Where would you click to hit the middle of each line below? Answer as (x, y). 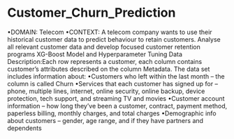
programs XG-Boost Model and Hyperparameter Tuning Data (95, 54)
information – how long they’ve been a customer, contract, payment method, (117, 106)
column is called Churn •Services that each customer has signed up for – (113, 83)
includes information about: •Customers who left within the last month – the (116, 76)
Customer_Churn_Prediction (92, 13)
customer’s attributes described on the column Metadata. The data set (109, 69)
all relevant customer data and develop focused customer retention (104, 47)
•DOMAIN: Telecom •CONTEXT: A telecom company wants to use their (110, 32)
